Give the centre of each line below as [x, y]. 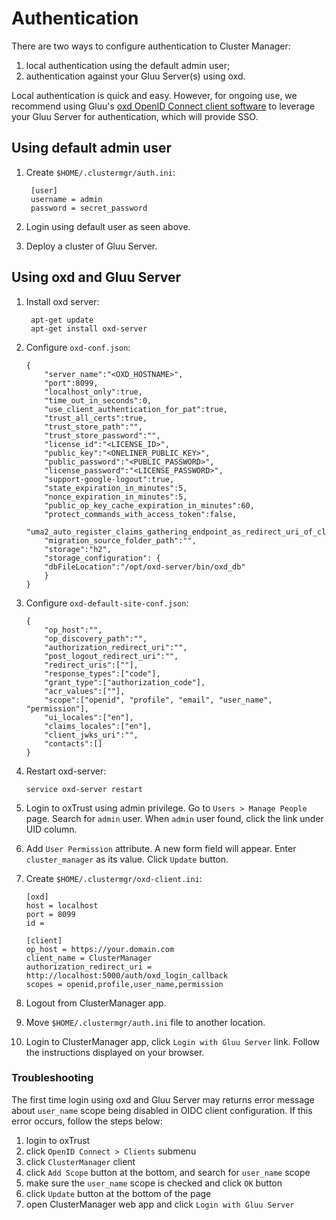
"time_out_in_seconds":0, [98, 400]
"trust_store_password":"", [102, 435]
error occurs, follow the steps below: [87, 1121]
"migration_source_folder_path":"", [120, 540]
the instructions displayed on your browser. [115, 1052]
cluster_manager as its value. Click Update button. [127, 859]
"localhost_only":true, [93, 392]
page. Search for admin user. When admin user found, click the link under [174, 818]
